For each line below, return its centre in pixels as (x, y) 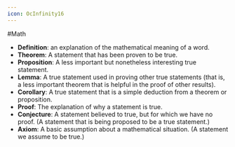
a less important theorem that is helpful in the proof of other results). (116, 84)
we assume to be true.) (51, 136)
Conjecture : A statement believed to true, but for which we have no (115, 114)
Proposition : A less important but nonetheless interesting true (107, 62)
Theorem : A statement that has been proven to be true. (97, 55)
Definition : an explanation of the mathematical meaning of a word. (114, 47)
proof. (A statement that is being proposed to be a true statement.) (114, 121)
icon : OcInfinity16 (36, 14)
